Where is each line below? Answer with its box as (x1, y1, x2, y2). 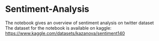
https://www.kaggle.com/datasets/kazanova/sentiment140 (5, 30, 125, 36)
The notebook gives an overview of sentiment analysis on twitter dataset (5, 20, 154, 26)
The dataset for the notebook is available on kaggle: (5, 25, 112, 31)
